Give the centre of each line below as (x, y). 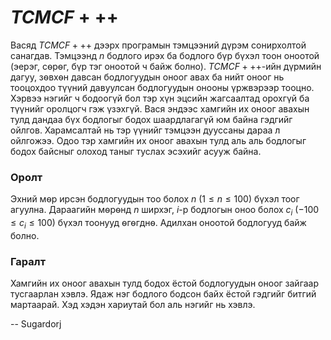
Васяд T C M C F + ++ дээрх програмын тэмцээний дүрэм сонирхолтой (158, 45)
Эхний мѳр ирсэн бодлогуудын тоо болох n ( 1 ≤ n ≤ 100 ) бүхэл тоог (155, 199)
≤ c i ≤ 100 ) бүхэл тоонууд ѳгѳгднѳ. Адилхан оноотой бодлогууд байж (158, 224)
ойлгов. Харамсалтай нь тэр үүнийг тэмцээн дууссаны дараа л (145, 130)
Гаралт (28, 261)
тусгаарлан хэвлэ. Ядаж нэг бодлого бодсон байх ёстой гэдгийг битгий (163, 294)
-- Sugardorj (36, 324)
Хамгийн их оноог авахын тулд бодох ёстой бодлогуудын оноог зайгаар (165, 283)
